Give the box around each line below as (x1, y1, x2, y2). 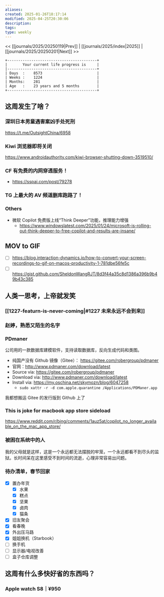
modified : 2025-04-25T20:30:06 (5, 16, 69, 21)
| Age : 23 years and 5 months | (5, 84, 99, 88)
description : (5, 21, 32, 26)
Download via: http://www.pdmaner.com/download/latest (12, 374, 128, 380)
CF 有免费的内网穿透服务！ (5, 167, 68, 174)
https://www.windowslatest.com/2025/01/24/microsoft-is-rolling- (19, 222, 151, 228)
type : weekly (5, 30, 32, 35)
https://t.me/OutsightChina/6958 (5, 130, 71, 135)
